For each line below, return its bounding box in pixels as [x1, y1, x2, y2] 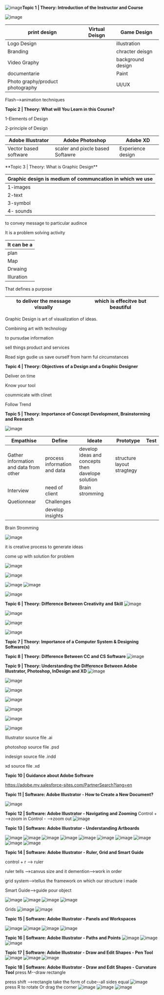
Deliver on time [5, 373, 36, 379]
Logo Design [7, 40, 37, 47]
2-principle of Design [5, 125, 48, 131]
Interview [7, 487, 29, 494]
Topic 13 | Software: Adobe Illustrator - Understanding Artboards [5, 825, 140, 831]
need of [45, 484, 63, 491]
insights [45, 512, 63, 519]
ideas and [79, 452, 102, 458]
